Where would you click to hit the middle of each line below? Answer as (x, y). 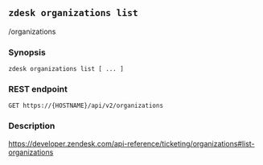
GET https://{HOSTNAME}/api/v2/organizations (86, 106)
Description (32, 126)
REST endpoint (38, 89)
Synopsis (27, 52)
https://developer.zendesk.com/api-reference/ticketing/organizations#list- (131, 143)
